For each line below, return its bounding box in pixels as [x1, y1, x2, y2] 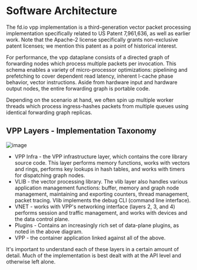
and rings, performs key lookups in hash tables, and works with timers [14, 165, 185, 172]
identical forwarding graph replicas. [6, 109, 92, 116]
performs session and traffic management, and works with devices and [14, 209, 188, 216]
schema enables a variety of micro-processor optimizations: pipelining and [6, 66, 188, 73]
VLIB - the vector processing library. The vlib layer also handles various [14, 178, 188, 185]
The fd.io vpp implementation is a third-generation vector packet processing [6, 24, 191, 31]
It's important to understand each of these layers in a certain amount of [6, 245, 179, 252]
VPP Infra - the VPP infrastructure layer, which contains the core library [14, 153, 188, 160]
